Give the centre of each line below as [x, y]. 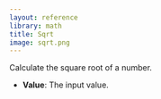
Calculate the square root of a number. [81, 68]
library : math [36, 26]
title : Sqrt [31, 34]
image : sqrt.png [40, 42]
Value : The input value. [66, 85]
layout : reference [44, 17]
